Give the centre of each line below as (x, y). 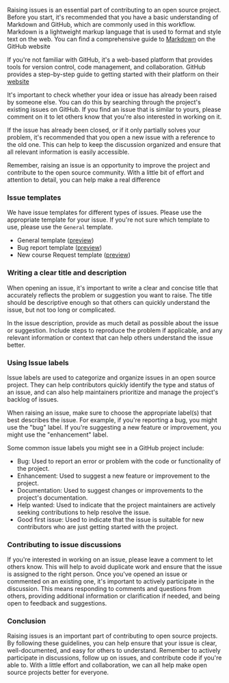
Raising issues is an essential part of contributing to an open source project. (114, 10)
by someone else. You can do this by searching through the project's (104, 102)
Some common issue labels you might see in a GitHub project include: (106, 448)
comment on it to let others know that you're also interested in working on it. (114, 117)
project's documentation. (52, 498)
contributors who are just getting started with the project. (98, 526)
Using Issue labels (38, 362)
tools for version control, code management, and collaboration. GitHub (107, 67)
